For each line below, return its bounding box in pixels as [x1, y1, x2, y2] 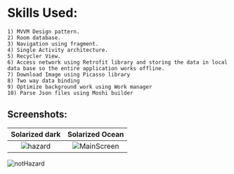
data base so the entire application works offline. [7, 65, 165, 72]
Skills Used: [7, 5, 78, 21]
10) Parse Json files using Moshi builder [7, 89, 134, 96]
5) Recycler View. [7, 53, 61, 60]
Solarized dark [11, 129, 61, 139]
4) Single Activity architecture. [7, 46, 109, 53]
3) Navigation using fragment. [7, 40, 99, 47]
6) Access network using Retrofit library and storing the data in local [7, 58, 228, 66]
